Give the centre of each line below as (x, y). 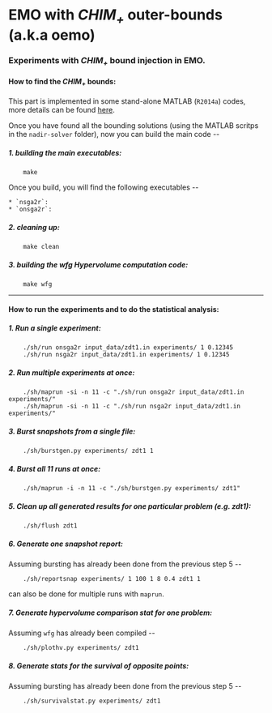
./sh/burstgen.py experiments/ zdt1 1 (88, 451)
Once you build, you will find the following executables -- (104, 187)
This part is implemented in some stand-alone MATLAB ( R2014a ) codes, (127, 101)
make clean (41, 246)
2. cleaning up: (34, 227)
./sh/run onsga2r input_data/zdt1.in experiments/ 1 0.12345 (128, 348)
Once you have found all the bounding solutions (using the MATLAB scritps (134, 125)
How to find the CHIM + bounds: (62, 82)
